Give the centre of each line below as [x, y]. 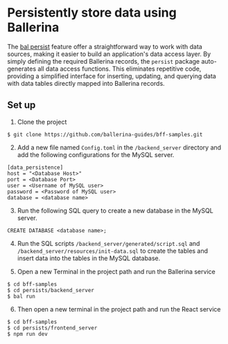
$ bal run [21, 296]
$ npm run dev [28, 334]
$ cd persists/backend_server [51, 290]
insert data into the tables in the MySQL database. [89, 258]
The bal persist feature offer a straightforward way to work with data [105, 46]
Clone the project [42, 122]
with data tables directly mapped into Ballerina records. [86, 83]
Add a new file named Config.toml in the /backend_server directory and [119, 147]
